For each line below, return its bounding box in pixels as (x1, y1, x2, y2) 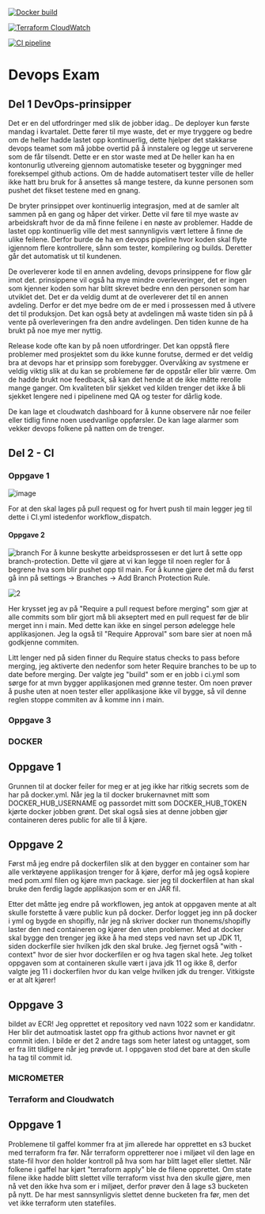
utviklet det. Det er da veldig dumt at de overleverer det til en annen (8, 292, 229, 301)
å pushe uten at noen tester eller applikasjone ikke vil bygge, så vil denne (8, 686, 247, 696)
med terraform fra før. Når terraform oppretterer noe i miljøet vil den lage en (8, 1147, 256, 1157)
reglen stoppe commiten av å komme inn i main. (8, 695, 165, 704)
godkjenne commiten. (8, 637, 79, 647)
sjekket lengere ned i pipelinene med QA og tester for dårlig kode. (8, 392, 223, 401)
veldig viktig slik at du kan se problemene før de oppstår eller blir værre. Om (8, 367, 257, 375)
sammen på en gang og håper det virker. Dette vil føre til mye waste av (8, 210, 239, 219)
